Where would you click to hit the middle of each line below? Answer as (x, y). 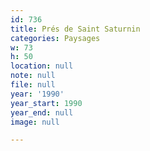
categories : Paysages (55, 38)
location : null (42, 66)
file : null (33, 85)
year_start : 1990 (46, 103)
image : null (35, 122)
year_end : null (42, 112)
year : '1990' (37, 94)
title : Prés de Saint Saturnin (75, 29)
